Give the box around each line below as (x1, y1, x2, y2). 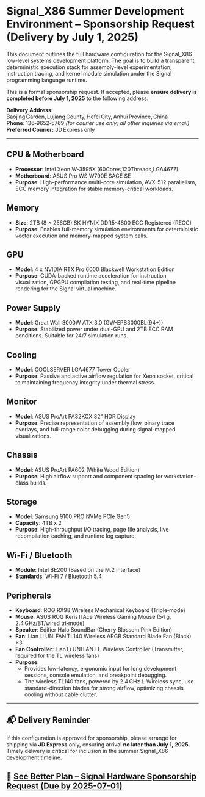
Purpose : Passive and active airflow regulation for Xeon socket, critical (15, 372, 194, 380)
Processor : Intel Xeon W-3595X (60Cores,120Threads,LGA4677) (15, 165, 179, 173)
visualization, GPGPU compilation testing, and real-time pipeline (15, 279, 176, 286)
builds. (29, 479, 47, 486)
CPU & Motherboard (6, 150, 84, 160)
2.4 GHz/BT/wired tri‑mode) (15, 619, 85, 627)
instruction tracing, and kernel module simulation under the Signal (6, 70, 172, 77)
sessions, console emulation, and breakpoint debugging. (24, 671, 167, 679)
